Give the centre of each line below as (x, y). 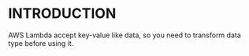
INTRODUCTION (62, 14)
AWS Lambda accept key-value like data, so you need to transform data (125, 35)
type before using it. (41, 43)
